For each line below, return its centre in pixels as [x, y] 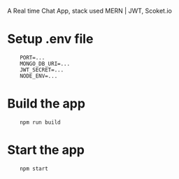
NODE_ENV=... [39, 76]
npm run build [40, 122]
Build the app [46, 104]
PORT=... [33, 57]
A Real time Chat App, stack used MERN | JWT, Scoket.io [90, 11]
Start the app [46, 150]
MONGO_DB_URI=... [45, 64]
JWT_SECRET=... [42, 70]
